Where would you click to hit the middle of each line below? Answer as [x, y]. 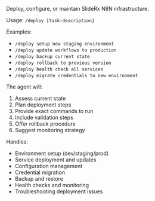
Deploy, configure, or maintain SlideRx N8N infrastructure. [77, 9]
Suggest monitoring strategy [50, 130]
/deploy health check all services [59, 69]
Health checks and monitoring [52, 185]
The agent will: [24, 87]
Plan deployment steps [43, 105]
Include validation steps [44, 117]
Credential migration [40, 172]
